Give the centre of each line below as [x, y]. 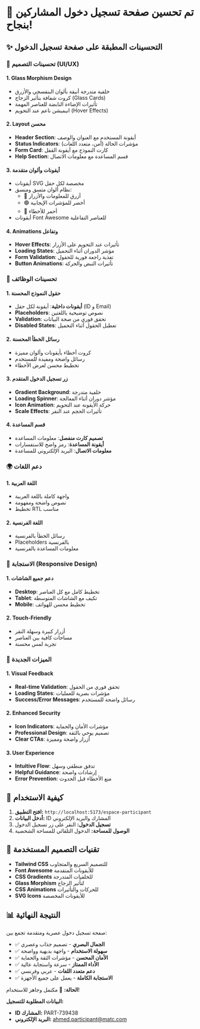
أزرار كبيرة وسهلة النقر [40, 631]
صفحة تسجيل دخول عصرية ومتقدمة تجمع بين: [57, 932]
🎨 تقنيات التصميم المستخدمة [53, 850]
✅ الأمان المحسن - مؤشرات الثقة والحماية [61, 957]
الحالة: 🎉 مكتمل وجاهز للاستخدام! [43, 990]
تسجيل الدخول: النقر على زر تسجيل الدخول [63, 825]
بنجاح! [19, 25]
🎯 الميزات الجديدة [29, 659]
